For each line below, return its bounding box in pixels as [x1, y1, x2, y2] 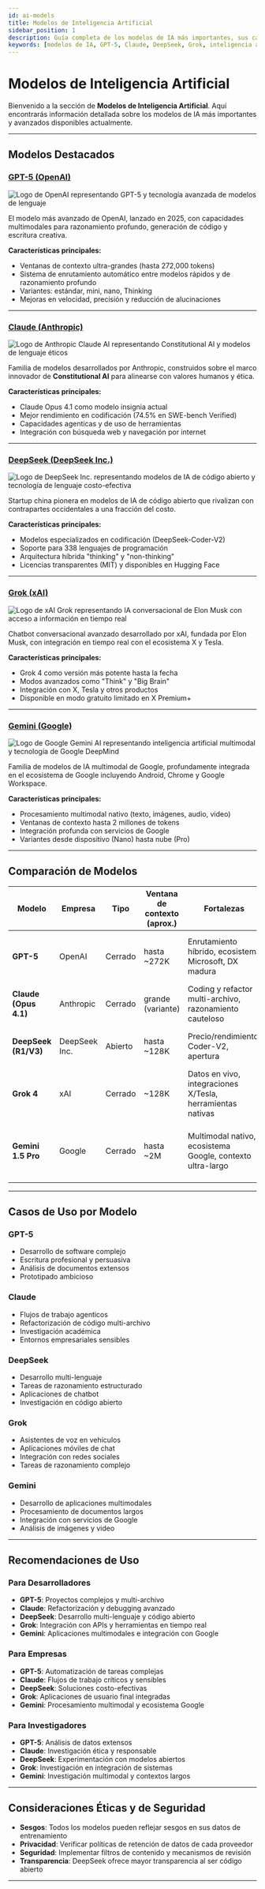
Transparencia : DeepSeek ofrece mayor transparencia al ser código [19, 1856, 242, 1865]
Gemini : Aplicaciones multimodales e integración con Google [19, 1628, 219, 1639]
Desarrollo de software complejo [19, 1247, 126, 1256]
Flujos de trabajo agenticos [19, 1309, 109, 1319]
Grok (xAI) [8, 588, 49, 599]
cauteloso [188, 1012, 225, 1023]
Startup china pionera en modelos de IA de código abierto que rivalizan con [8, 496, 254, 505]
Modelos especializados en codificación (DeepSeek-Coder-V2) [19, 535, 226, 545]
